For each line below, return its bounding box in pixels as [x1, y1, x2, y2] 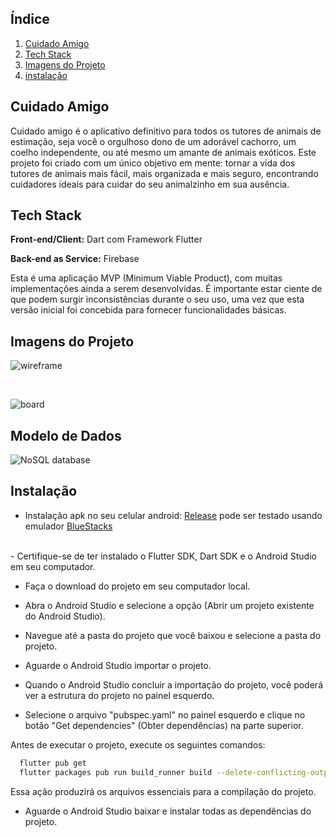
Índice [10, 11, 50, 28]
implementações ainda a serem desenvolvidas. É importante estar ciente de [10, 283, 323, 295]
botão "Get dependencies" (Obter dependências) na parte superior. [24, 719, 304, 731]
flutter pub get [19, 758, 87, 768]
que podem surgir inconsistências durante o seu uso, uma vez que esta [10, 293, 305, 306]
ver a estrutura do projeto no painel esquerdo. [24, 689, 215, 701]
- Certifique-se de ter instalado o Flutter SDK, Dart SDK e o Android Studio [10, 550, 317, 562]
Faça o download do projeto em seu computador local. [24, 580, 251, 592]
